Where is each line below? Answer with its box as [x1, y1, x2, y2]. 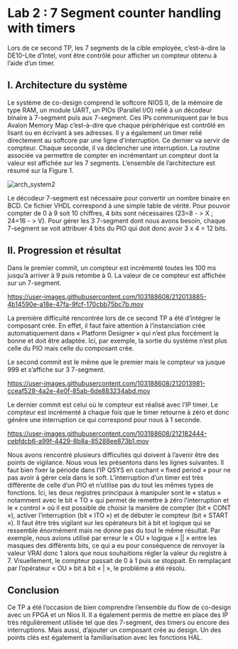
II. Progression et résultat [7, 245, 121, 257]
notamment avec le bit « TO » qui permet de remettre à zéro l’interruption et [7, 495, 229, 504]
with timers [7, 20, 76, 36]
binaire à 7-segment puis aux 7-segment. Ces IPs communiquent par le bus [7, 113, 229, 122]
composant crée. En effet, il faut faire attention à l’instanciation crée [7, 321, 206, 330]
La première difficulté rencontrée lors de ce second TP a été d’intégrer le [7, 313, 221, 322]
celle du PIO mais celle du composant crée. [7, 343, 134, 353]
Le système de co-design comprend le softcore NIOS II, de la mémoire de [7, 98, 223, 107]
